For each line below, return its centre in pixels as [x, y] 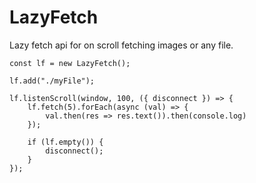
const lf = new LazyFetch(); [70, 63]
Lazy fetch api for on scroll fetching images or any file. [121, 45]
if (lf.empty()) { [65, 142]
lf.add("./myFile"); [52, 81]
